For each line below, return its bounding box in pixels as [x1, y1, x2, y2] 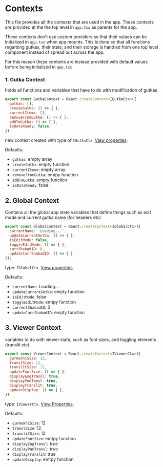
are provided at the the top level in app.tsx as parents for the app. [5, 24, 138, 30]
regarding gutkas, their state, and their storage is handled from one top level [5, 44, 159, 50]
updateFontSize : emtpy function [12, 435, 76, 441]
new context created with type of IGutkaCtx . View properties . [5, 137, 128, 143]
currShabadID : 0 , [9, 247, 45, 252]
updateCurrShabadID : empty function [12, 310, 85, 316]
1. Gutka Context [5, 76, 45, 83]
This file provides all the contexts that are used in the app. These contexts [5, 19, 154, 25]
